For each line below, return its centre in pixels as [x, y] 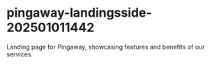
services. [20, 54]
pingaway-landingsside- [79, 13]
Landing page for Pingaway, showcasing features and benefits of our [106, 47]
